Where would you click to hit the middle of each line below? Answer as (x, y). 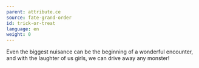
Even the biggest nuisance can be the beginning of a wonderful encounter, (99, 52)
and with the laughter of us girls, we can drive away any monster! (88, 58)
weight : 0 (19, 35)
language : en (23, 29)
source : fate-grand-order (39, 18)
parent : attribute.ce (34, 12)
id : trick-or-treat (31, 23)
